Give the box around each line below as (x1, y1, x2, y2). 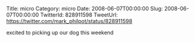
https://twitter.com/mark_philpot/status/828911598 (6, 18, 133, 24)
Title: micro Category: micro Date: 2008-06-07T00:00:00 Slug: (6, 5, 163, 12)
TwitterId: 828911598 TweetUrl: (40, 11, 118, 18)
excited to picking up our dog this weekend (6, 29, 113, 36)
